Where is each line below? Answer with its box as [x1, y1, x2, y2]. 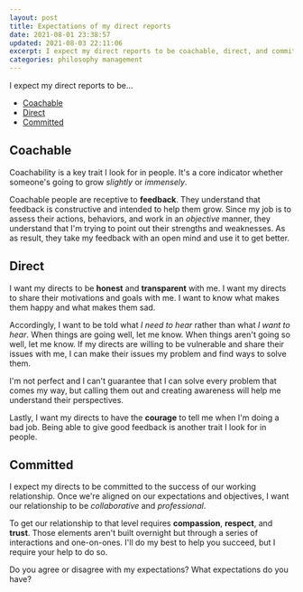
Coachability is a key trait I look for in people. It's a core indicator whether [9, 166, 284, 177]
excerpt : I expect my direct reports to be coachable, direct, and [9, 47, 269, 56]
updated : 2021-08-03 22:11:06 [9, 38, 124, 48]
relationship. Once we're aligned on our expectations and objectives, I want [9, 491, 289, 502]
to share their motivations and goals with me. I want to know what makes [9, 292, 280, 303]
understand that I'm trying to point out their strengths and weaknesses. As [9, 222, 286, 233]
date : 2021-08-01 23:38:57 [9, 30, 111, 39]
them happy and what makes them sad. [9, 302, 156, 313]
